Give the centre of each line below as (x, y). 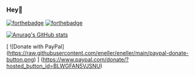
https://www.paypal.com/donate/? (86, 60)
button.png (20, 60)
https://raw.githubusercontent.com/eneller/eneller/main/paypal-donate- (99, 53)
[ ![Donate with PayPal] (35, 47)
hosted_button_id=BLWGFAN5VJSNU (53, 66)
